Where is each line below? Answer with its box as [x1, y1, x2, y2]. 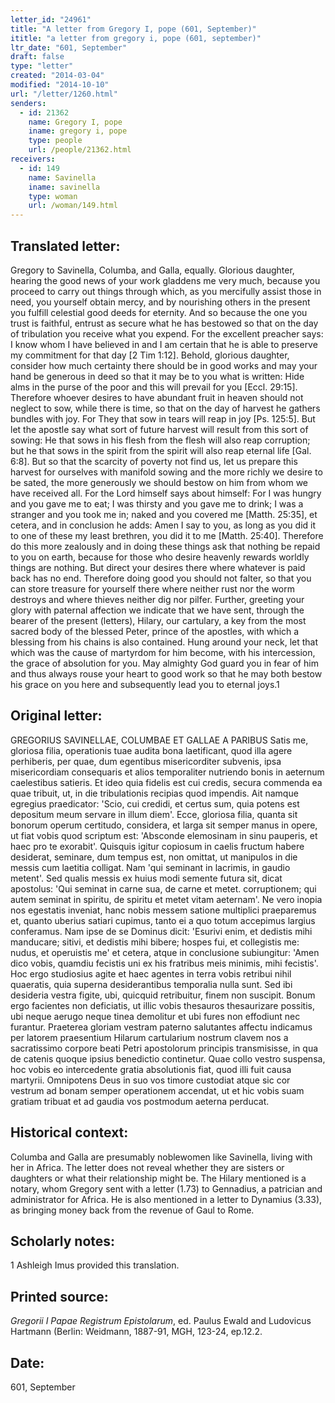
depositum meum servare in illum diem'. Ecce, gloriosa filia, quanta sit [10, 808, 298, 820]
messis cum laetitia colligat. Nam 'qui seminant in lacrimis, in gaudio [10, 861, 291, 873]
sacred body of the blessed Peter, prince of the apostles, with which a [10, 625, 300, 637]
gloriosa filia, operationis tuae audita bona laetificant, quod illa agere [10, 744, 293, 756]
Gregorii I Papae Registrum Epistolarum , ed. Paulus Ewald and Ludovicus [10, 1315, 312, 1327]
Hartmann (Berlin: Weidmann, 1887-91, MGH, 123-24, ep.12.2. [10, 1326, 263, 1338]
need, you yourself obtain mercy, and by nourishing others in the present [10, 296, 311, 308]
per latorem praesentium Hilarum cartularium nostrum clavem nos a [10, 1031, 289, 1043]
